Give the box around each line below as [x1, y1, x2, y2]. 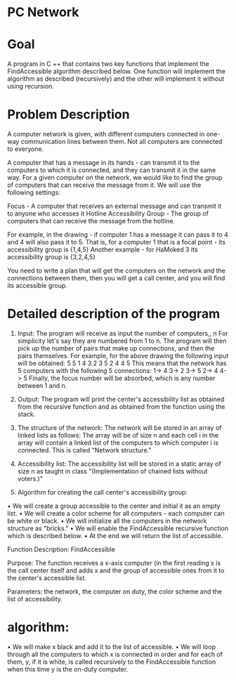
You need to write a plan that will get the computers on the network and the [7, 266, 226, 275]
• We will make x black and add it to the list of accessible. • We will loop [7, 642, 216, 650]
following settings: [7, 188, 61, 197]
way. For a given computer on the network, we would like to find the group [7, 174, 223, 182]
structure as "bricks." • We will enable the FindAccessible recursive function [7, 524, 229, 532]
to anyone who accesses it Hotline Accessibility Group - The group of [7, 209, 209, 218]
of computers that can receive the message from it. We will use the [7, 181, 202, 190]
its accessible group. [7, 282, 68, 290]
